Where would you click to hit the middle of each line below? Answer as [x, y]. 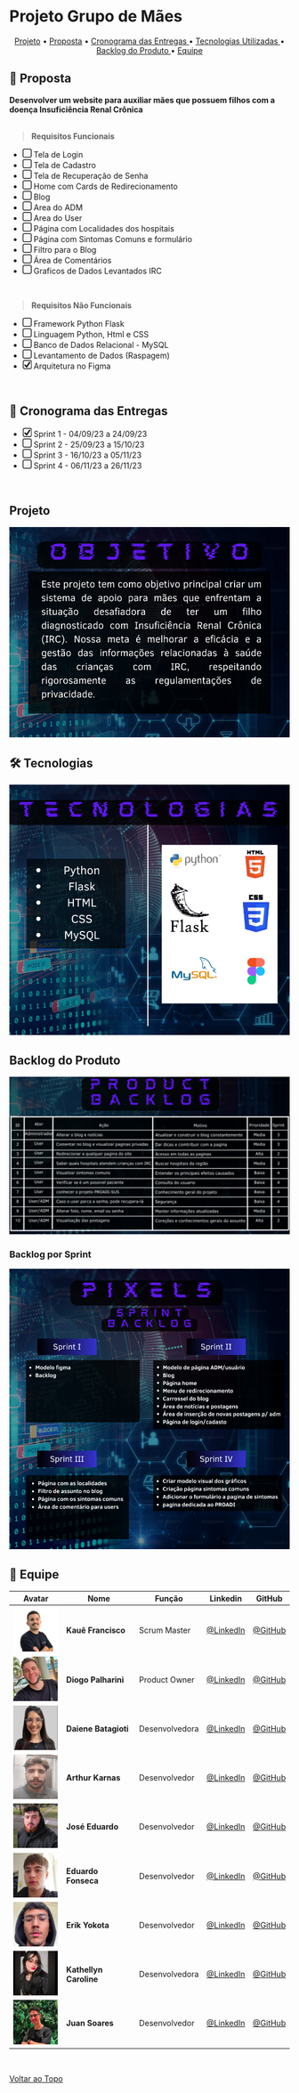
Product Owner [167, 1679]
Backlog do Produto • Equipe [149, 50]
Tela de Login [58, 154]
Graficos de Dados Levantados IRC [98, 271]
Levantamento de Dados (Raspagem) [102, 355]
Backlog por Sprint [50, 1254]
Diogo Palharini [95, 1679]
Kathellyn [85, 1969]
